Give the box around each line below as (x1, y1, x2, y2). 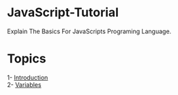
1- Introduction (7, 73, 48, 81)
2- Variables (7, 80, 42, 89)
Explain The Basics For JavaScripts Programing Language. (7, 27, 172, 35)
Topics (7, 51, 46, 66)
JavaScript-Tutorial (7, 5, 119, 20)
